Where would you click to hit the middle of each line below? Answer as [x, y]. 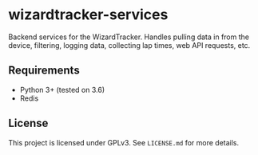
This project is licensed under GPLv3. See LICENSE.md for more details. [124, 142]
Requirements [44, 71]
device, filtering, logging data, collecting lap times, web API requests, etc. [129, 45]
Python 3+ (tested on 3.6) [62, 89]
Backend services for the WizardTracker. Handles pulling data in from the [129, 37]
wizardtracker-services [88, 15]
